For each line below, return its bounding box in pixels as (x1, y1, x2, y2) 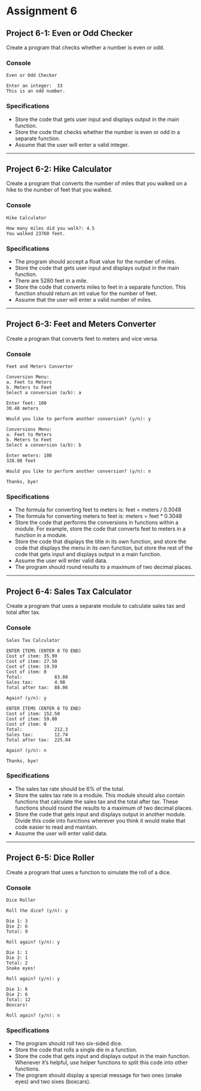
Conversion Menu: (6, 374, 50, 380)
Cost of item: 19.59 (6, 663, 58, 669)
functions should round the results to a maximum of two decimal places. (14, 804, 193, 811)
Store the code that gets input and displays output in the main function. (14, 1053, 190, 1060)
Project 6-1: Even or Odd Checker (6, 28, 133, 38)
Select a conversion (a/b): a (6, 390, 82, 396)
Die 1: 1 (6, 949, 28, 956)
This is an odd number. (6, 88, 66, 94)
